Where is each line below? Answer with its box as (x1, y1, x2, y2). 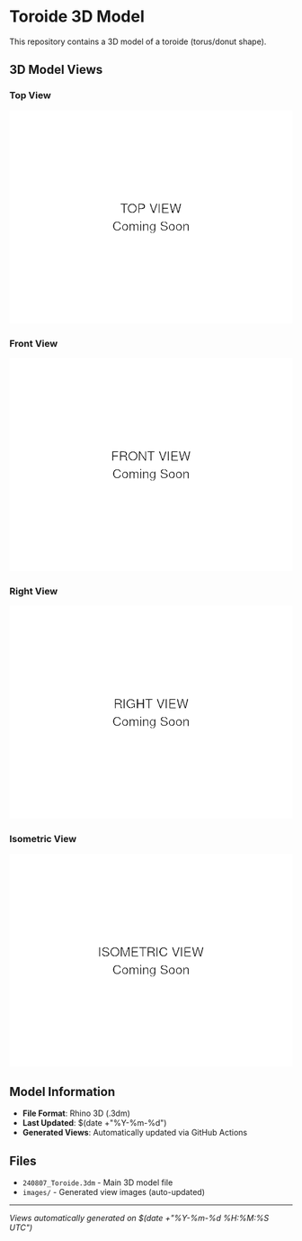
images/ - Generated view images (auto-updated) (22, 1187, 205, 1198)
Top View (9, 89, 51, 102)
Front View (9, 337, 58, 349)
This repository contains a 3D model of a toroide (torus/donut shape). (9, 36, 267, 47)
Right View (9, 584, 58, 597)
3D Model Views (9, 62, 103, 77)
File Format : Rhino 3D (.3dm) (22, 1108, 130, 1119)
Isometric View (9, 833, 77, 846)
